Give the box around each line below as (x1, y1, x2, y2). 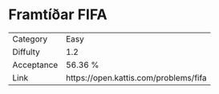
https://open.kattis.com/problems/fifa (65, 72, 207, 83)
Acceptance (12, 59, 59, 70)
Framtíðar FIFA (8, 6, 107, 24)
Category (12, 33, 48, 45)
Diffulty (12, 46, 40, 57)
